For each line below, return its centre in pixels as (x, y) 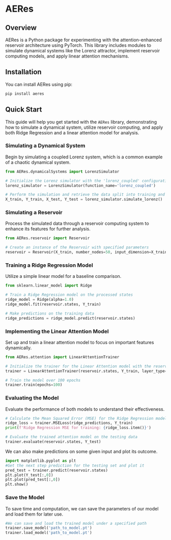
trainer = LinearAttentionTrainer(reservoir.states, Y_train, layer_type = (86, 371)
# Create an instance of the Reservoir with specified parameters (77, 247)
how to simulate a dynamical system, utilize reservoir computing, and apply (84, 127)
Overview (21, 28)
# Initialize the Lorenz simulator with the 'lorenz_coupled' (73, 181)
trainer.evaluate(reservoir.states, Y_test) (53, 442)
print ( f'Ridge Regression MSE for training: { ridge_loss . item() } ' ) (78, 428)
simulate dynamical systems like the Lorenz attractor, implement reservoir (83, 51)
